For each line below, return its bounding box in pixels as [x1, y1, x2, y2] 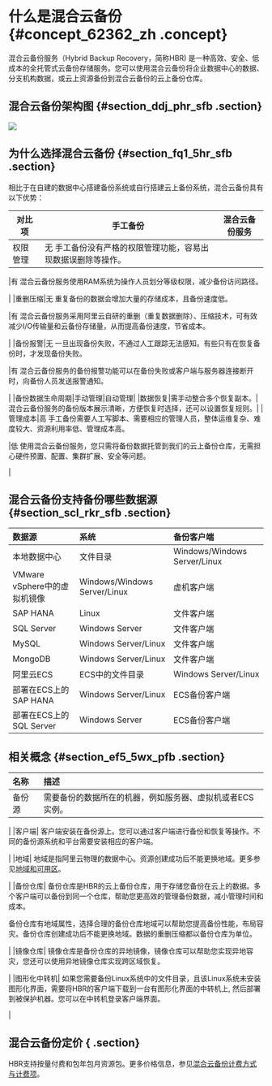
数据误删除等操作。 [52, 253, 126, 265]
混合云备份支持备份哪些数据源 [8, 492, 158, 506]
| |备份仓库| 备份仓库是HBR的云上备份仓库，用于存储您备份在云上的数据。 [8, 881, 254, 891]
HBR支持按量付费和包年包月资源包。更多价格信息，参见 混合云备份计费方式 [8, 1059, 257, 1068]
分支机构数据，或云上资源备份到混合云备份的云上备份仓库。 [8, 73, 207, 83]
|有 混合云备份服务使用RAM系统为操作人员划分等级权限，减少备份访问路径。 [8, 276, 263, 286]
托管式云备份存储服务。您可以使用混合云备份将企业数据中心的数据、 [36, 63, 264, 73]
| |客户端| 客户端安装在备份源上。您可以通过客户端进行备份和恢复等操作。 [8, 826, 253, 837]
